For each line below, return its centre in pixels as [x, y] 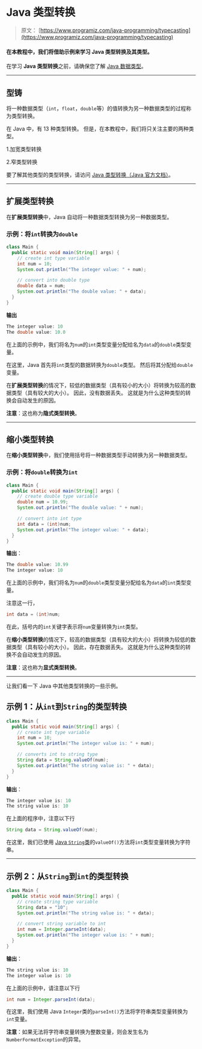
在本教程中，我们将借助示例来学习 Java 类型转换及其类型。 [80, 51]
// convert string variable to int [62, 924]
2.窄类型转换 [22, 162]
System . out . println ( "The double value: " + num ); [81, 508]
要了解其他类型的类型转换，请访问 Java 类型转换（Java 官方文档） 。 [90, 174]
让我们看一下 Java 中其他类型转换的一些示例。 [64, 686]
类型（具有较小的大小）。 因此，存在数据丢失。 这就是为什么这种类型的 [98, 647]
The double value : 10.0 [36, 332]
